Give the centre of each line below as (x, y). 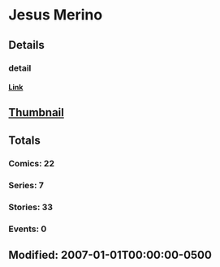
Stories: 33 (31, 207)
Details (26, 45)
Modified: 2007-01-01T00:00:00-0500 (110, 254)
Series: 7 (26, 185)
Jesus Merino (56, 15)
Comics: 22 (32, 163)
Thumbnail (37, 112)
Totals (24, 140)
